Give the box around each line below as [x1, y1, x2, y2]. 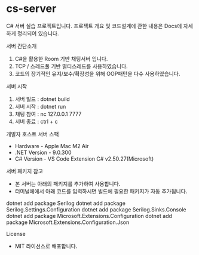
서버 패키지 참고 [6, 167, 44, 174]
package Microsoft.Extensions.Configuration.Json [6, 219, 130, 226]
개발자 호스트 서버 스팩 [6, 130, 59, 137]
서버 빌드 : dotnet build [14, 95, 70, 103]
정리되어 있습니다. [17, 29, 59, 37]
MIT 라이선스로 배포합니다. [14, 242, 78, 250]
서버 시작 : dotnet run [14, 103, 66, 110]
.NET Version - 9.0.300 [14, 149, 72, 156]
